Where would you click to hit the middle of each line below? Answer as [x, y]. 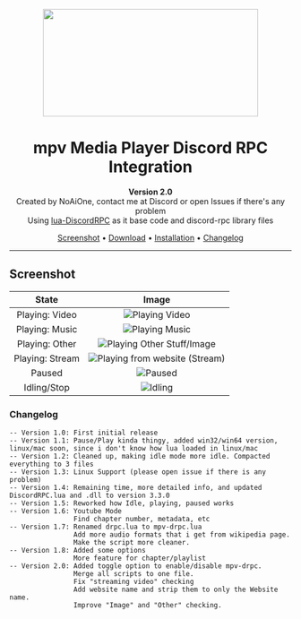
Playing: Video [47, 314]
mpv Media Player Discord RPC [150, 148]
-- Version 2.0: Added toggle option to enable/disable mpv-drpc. [136, 566]
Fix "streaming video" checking [133, 582]
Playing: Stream [47, 358]
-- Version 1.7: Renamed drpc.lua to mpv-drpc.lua [106, 527]
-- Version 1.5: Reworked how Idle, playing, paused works [122, 503]
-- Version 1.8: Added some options [77, 551]
